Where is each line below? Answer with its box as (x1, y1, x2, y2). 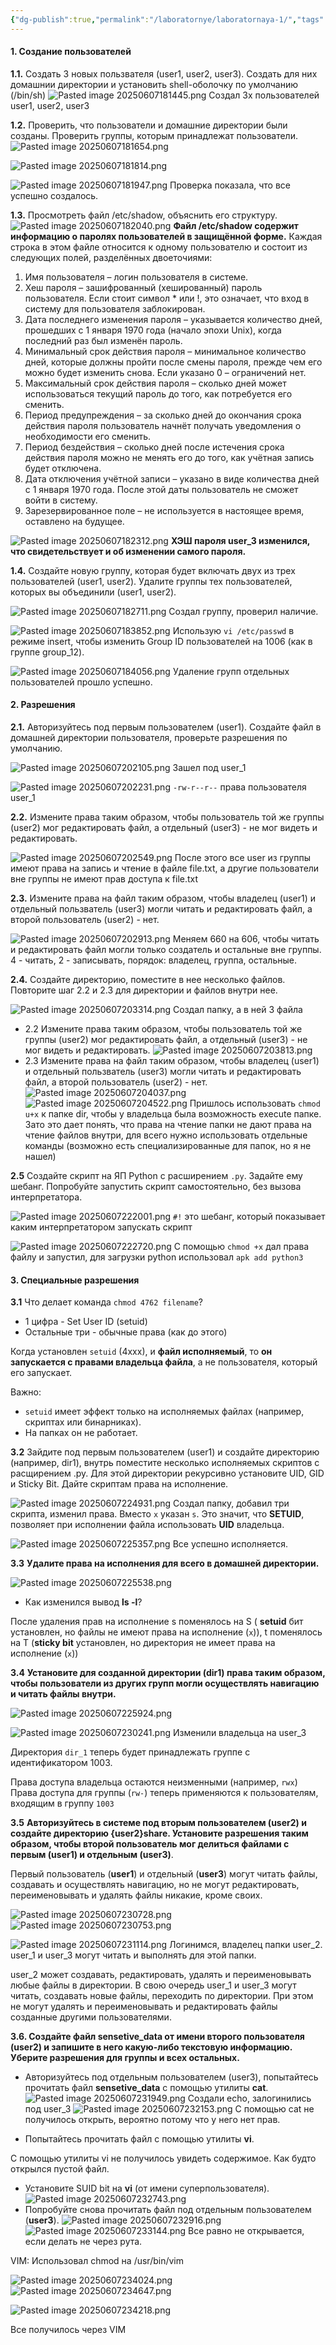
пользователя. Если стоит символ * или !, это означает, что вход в (24, 292, 310, 304)
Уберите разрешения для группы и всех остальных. (10, 2052, 240, 2064)
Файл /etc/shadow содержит (173, 219, 299, 231)
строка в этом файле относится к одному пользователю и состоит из (10, 241, 308, 253)
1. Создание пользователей (10, 46, 132, 58)
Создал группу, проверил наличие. (168, 605, 319, 617)
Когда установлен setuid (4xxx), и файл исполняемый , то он (10, 1346, 273, 1358)
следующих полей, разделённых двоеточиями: (10, 251, 213, 263)
